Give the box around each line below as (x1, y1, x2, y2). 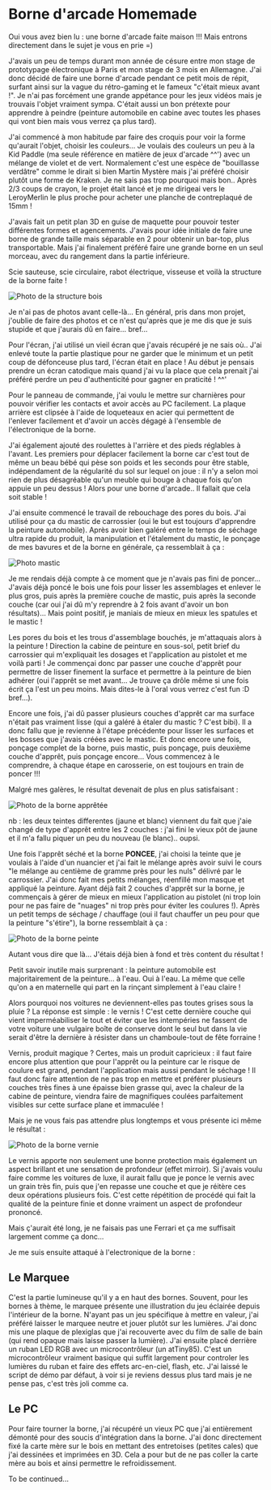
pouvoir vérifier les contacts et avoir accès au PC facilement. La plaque (8, 398, 247, 408)
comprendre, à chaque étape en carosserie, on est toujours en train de (8, 760, 244, 770)
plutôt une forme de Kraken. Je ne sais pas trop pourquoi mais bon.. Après (8, 175, 257, 185)
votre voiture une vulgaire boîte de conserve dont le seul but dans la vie (8, 1024, 248, 1033)
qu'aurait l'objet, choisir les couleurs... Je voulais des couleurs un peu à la (8, 140, 255, 150)
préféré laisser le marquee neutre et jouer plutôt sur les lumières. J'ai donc (8, 1318, 257, 1328)
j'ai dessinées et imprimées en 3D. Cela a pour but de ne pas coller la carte (8, 1449, 259, 1459)
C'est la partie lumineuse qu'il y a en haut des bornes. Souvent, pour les (8, 1292, 248, 1302)
